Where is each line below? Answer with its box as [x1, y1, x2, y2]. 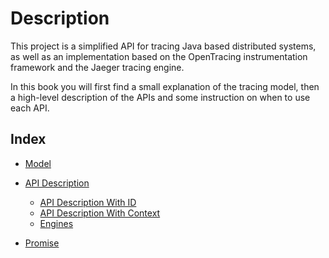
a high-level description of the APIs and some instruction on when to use [10, 91, 311, 103]
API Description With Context [39, 207, 161, 219]
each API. [10, 102, 50, 114]
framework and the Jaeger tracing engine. [10, 61, 185, 73]
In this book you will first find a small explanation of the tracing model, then [10, 80, 320, 92]
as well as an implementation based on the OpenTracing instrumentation [10, 50, 308, 62]
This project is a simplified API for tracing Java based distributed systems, [10, 40, 317, 52]
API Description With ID [39, 196, 137, 208]
